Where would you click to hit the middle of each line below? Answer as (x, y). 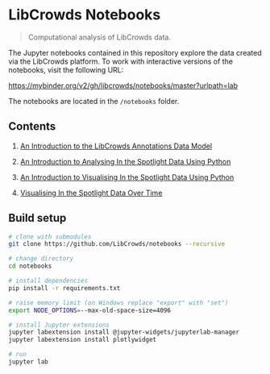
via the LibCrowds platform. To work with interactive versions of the (121, 61)
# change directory (41, 259)
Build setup (37, 218)
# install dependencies (48, 281)
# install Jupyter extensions (59, 325)
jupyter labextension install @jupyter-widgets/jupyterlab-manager (124, 332)
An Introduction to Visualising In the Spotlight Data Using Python (127, 177)
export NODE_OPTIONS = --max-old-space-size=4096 (90, 310)
